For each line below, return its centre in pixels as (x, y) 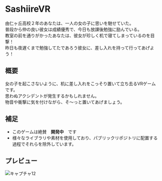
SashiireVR (28, 9)
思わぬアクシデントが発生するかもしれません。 (52, 96)
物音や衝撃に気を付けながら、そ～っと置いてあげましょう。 (65, 102)
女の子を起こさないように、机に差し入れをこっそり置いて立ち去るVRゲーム (81, 83)
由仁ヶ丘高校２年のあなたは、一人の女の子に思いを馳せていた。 (69, 23)
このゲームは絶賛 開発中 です (44, 131)
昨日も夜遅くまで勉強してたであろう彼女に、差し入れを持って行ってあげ (78, 48)
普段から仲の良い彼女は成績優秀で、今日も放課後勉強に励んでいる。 (73, 29)
